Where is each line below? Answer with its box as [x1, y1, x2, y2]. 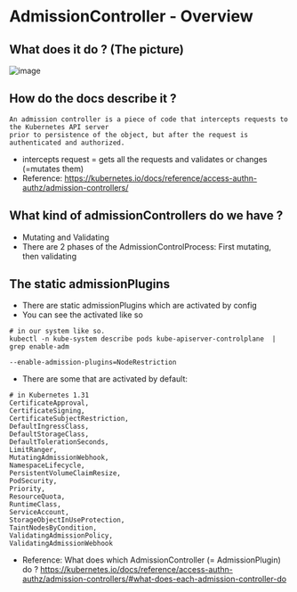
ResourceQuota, [9, 492, 66, 501]
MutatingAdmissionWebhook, [9, 453, 109, 463]
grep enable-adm [9, 342, 69, 351]
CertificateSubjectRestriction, [9, 415, 129, 423]
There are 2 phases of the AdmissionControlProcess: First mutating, [21, 241, 271, 251]
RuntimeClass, [9, 500, 62, 509]
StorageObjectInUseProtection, [9, 515, 125, 525]
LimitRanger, [9, 446, 58, 455]
